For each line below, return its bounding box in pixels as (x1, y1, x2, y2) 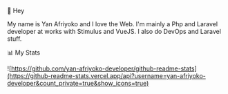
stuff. (7, 35, 22, 43)
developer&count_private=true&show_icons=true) (7, 79, 149, 87)
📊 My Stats (7, 48, 40, 57)
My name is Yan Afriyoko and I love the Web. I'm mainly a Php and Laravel (7, 20, 218, 28)
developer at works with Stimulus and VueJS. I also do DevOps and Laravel (7, 28, 221, 35)
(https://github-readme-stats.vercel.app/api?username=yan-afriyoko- (7, 72, 206, 79)
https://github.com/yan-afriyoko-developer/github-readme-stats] (11, 64, 197, 73)
